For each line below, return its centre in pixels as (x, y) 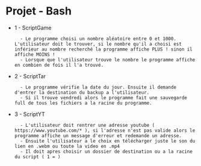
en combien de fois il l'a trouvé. (59, 65)
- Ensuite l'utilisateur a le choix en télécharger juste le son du (108, 141)
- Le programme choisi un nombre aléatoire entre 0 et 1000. (98, 38)
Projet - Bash (39, 11)
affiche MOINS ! (35, 54)
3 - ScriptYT (30, 114)
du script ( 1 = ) (37, 157)
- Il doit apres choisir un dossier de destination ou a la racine (107, 152)
